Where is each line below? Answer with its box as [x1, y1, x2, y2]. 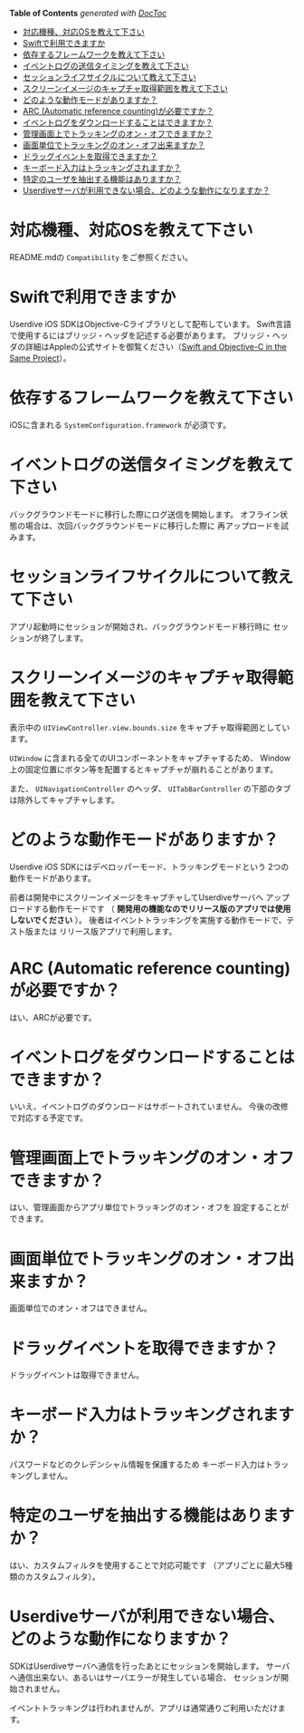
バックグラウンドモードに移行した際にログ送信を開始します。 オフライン [9, 508, 280, 519]
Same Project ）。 [9, 353, 71, 363]
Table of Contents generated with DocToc [9, 8, 167, 18]
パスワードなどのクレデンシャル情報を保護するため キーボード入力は [9, 1459, 265, 1470]
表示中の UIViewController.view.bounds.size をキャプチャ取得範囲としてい [9, 721, 290, 732]
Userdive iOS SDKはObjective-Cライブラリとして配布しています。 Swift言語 [9, 318, 292, 329]
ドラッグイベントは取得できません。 [9, 1370, 145, 1380]
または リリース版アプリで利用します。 [33, 925, 177, 936]
